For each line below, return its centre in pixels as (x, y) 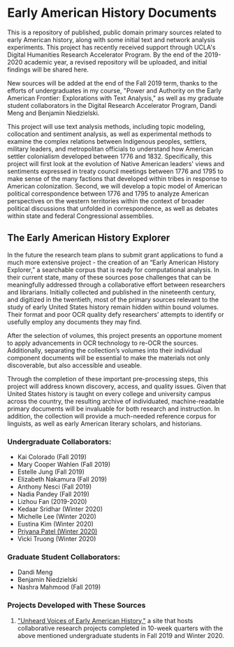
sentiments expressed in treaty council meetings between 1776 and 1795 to (115, 171)
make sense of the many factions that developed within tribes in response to (117, 178)
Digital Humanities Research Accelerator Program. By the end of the (105, 55)
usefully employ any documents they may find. (74, 322)
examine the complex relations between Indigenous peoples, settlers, (107, 141)
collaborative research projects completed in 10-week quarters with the (120, 628)
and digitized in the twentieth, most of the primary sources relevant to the (113, 299)
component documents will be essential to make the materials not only (109, 357)
